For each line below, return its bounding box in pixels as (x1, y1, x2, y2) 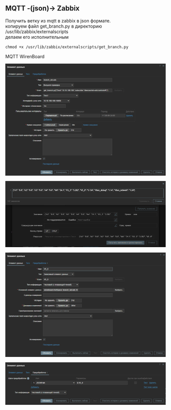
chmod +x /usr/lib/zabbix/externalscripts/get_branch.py (5, 44, 129, 50)
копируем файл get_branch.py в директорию (5, 23, 102, 29)
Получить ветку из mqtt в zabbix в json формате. (5, 17, 111, 23)
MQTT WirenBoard (5, 53, 45, 59)
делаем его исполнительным (5, 34, 69, 40)
